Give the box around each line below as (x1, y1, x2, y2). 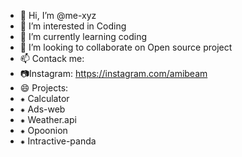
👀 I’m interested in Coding (19, 20, 127, 32)
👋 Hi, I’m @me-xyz (19, 10, 97, 21)
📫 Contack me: (19, 53, 85, 64)
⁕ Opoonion (19, 125, 68, 136)
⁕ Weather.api (19, 114, 77, 125)
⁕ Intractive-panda (19, 135, 97, 147)
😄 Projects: (19, 82, 69, 94)
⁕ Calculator (19, 93, 70, 104)
